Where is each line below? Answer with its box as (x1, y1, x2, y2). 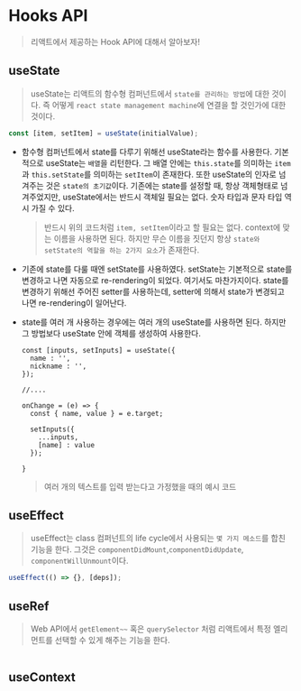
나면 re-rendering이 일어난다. (21, 297, 127, 308)
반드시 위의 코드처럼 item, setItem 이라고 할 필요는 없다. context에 (43, 222, 281, 233)
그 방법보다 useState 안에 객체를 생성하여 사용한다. (21, 327, 202, 338)
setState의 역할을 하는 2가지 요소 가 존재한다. (43, 244, 200, 255)
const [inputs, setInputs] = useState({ (21, 345, 176, 355)
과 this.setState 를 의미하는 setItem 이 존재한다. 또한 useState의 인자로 (21, 169, 277, 180)
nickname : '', (30, 362, 87, 371)
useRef (8, 598, 50, 613)
